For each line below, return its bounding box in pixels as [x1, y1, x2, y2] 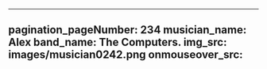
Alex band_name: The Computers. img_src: [8, 36, 227, 49]
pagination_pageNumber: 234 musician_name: [8, 23, 247, 36]
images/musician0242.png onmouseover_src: [8, 48, 244, 62]
